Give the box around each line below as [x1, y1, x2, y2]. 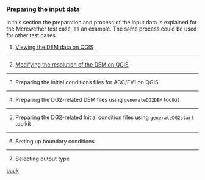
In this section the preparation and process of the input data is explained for [6, 19, 197, 26]
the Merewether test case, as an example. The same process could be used [6, 25, 197, 32]
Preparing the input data [6, 5, 81, 13]
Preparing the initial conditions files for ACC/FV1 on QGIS [15, 79, 159, 86]
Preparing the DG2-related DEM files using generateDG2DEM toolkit [15, 96, 180, 104]
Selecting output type [15, 155, 70, 163]
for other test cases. [6, 32, 57, 39]
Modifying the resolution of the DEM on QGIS [15, 61, 129, 68]
